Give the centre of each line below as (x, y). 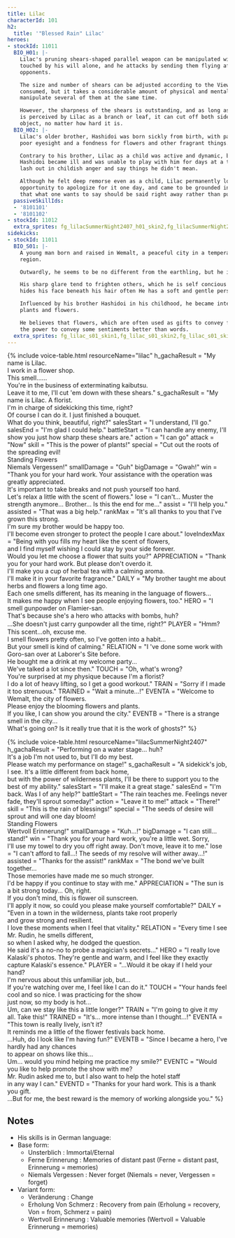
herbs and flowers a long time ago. (57, 586)
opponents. (36, 72)
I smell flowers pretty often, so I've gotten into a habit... (87, 639)
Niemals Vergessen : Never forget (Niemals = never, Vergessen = (122, 1175)
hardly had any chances (42, 1047)
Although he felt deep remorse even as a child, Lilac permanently (120, 182)
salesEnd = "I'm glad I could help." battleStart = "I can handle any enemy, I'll (117, 430)
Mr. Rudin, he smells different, (50, 935)
